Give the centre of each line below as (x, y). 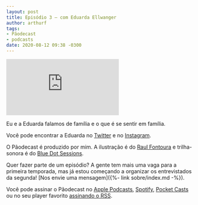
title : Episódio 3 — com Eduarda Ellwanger (61, 17)
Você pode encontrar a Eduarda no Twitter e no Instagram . (79, 135)
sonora (15, 153)
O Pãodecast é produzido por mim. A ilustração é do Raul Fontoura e (91, 147)
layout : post (22, 12)
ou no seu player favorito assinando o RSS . (59, 195)
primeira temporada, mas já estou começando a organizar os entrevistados (99, 171)
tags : (13, 28)
